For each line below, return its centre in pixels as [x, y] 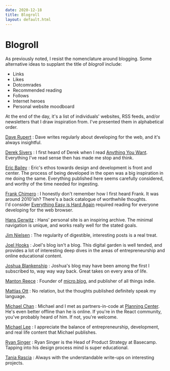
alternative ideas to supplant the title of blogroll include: [64, 64]
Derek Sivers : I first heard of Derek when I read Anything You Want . [77, 152]
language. [16, 297]
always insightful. [23, 143]
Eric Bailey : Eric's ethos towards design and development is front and [79, 168]
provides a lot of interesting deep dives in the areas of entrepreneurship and [85, 251]
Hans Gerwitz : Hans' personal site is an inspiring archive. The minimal [79, 220]
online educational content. [34, 256]
